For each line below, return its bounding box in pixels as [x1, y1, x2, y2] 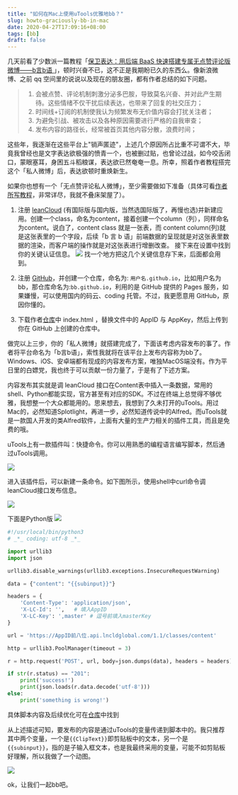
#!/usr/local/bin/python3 [7, 529, 84, 536]
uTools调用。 [13, 449, 52, 457]
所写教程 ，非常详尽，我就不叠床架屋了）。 [7, 190, 129, 199]
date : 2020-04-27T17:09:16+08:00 [7, 23, 106, 30]
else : [7, 690, 23, 697]
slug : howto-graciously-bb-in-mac [7, 17, 110, 24]
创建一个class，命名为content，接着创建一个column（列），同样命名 [30, 215, 229, 223]
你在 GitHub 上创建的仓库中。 [17, 324, 104, 333]
